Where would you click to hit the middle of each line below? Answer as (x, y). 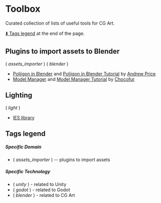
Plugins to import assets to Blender (63, 52)
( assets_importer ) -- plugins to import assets (61, 159)
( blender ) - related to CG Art (44, 195)
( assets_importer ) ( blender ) (37, 64)
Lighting (19, 95)
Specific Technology (28, 171)
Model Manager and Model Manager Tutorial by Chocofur (74, 79)
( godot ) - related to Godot (41, 190)
